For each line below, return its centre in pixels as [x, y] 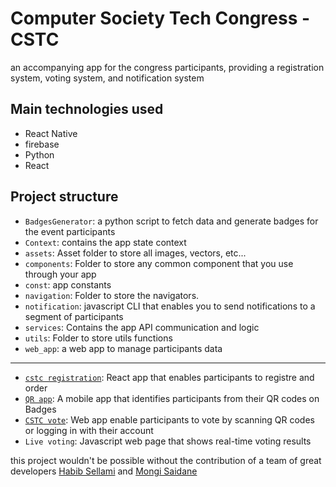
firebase [42, 144]
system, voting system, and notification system [107, 78]
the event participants [70, 231]
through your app [60, 274]
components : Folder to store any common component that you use [159, 263]
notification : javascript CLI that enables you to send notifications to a [170, 306]
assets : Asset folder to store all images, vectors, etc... [135, 253]
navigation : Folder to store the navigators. [112, 295]
